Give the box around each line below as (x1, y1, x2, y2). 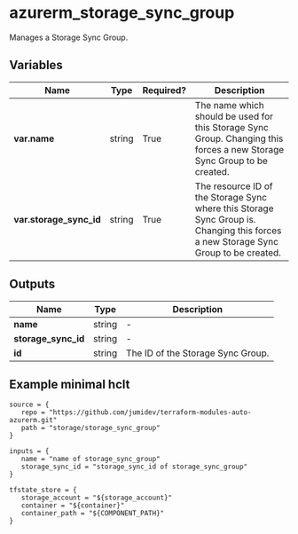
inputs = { (9, 447, 50, 456)
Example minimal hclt (9, 376, 130, 392)
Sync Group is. (194, 213, 256, 225)
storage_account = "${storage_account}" (20, 493, 173, 503)
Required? (142, 83, 187, 96)
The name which (194, 98, 264, 111)
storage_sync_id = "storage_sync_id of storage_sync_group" (20, 462, 248, 472)
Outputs (9, 277, 56, 292)
